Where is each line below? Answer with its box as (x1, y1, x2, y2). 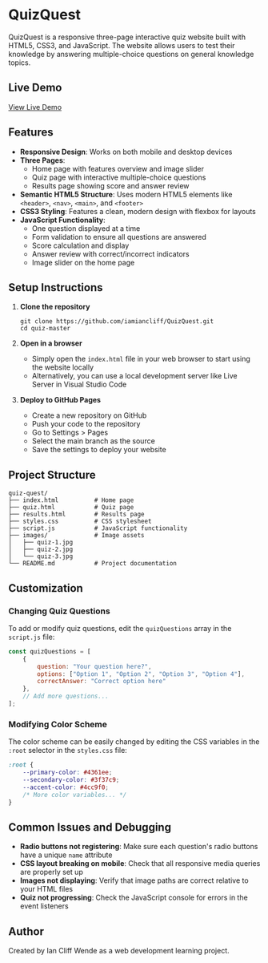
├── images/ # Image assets (8, 532, 146, 540)
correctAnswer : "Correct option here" (37, 678, 166, 686)
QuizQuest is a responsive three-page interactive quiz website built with (8, 32, 246, 42)
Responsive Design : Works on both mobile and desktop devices (19, 147, 233, 156)
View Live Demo (8, 102, 62, 111)
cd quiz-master (19, 325, 71, 333)
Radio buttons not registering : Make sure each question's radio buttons (19, 842, 258, 852)
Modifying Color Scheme (8, 718, 108, 730)
